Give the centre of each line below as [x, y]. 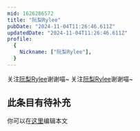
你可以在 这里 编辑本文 [37, 121]
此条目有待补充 [39, 103]
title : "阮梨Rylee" [34, 20]
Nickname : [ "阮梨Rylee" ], [56, 52]
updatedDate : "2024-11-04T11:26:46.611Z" [68, 33]
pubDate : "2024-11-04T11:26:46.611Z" [61, 26]
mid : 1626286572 [30, 13]
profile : [20, 39]
